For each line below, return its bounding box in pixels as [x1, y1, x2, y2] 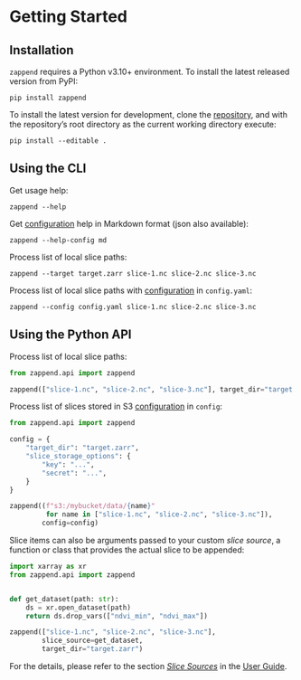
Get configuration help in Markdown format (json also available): [9, 218, 249, 229]
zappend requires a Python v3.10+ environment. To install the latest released [9, 66, 290, 77]
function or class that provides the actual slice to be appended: [9, 544, 245, 555]
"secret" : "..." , [42, 468, 107, 477]
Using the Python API [9, 327, 132, 343]
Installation [9, 42, 74, 58]
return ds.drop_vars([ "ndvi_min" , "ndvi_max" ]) [25, 611, 208, 620]
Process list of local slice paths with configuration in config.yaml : [9, 285, 253, 296]
